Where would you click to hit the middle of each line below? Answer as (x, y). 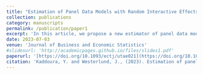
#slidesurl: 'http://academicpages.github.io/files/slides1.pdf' (90, 51)
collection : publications (39, 17)
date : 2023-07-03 (28, 39)
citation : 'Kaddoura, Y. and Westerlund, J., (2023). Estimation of (94, 61)
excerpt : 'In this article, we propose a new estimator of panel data (97, 34)
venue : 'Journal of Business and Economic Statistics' (77, 45)
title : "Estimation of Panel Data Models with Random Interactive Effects (102, 12)
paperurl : (19, 56)
